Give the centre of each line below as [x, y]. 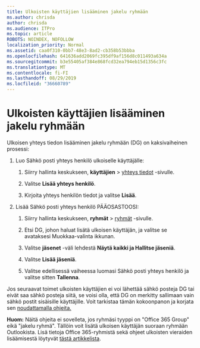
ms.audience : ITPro [31, 28]
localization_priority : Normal [46, 45]
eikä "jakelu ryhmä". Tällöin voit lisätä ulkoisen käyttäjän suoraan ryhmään [97, 325]
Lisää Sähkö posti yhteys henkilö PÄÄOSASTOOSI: [77, 207]
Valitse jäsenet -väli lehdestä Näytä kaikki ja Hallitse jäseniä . [100, 248]
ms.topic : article [29, 34]
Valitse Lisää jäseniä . [50, 259]
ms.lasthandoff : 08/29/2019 [42, 78]
